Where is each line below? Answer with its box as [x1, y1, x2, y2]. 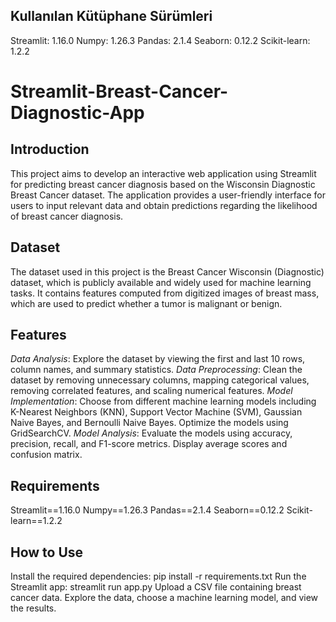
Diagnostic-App [10, 102, 145, 124]
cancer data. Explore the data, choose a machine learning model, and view [10, 592, 319, 604]
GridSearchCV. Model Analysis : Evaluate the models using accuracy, [10, 427, 293, 439]
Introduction [10, 141, 90, 158]
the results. [10, 602, 57, 614]
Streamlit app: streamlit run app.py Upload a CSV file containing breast [10, 581, 302, 593]
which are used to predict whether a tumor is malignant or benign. [10, 297, 283, 309]
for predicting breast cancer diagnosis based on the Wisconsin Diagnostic [10, 178, 316, 190]
